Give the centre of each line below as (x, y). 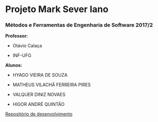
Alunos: (14, 65)
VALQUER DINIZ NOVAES (39, 95)
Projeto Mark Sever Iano (57, 9)
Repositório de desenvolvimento (39, 114)
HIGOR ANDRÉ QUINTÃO (38, 104)
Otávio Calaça (27, 46)
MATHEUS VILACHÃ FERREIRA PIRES (52, 85)
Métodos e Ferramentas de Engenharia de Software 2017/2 (79, 25)
